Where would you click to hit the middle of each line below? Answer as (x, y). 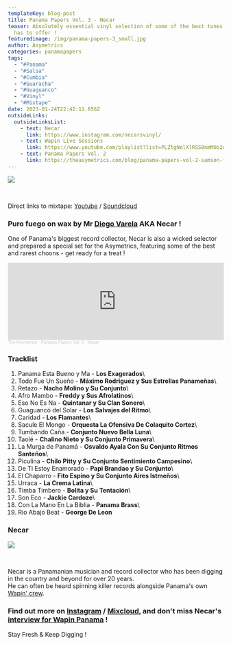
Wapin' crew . (26, 593)
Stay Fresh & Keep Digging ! (47, 634)
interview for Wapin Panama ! (58, 620)
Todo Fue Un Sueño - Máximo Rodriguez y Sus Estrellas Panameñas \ (117, 381)
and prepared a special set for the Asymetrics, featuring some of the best (111, 246)
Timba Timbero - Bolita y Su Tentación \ (74, 491)
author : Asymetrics (36, 45)
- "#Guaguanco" (36, 90)
